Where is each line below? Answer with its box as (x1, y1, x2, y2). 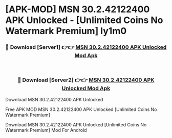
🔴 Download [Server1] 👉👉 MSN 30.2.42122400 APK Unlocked (5, 44, 167, 51)
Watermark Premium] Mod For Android (5, 127, 87, 133)
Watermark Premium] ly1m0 (5, 25, 127, 37)
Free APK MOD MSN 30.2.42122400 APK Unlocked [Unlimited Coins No (5, 106, 157, 113)
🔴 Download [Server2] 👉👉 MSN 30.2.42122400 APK (17, 76, 155, 84)
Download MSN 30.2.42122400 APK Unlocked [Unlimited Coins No (5, 121, 147, 128)
